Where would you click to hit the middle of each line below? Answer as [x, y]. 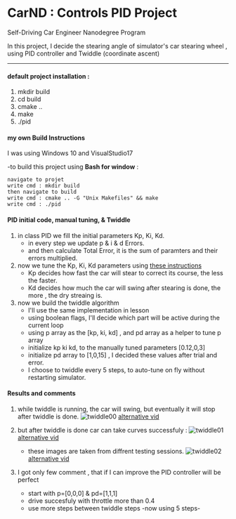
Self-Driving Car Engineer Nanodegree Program [77, 32]
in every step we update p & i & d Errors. [86, 243]
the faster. [42, 280]
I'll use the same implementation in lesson [88, 310]
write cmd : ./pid [34, 204]
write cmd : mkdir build [44, 186]
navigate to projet [36, 180]
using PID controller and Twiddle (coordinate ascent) [84, 53]
